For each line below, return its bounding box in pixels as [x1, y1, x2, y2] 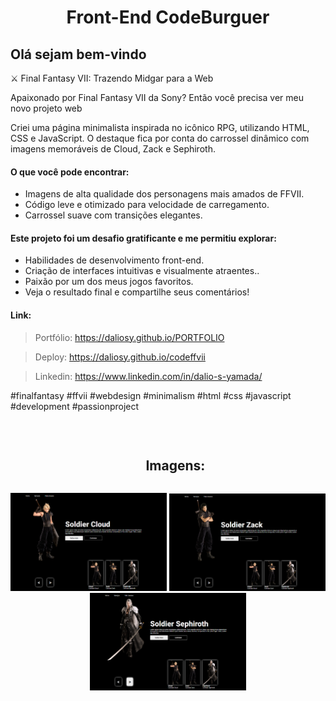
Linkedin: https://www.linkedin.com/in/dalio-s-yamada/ [34, 370, 263, 382]
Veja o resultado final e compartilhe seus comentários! [24, 286, 250, 298]
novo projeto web [10, 102, 83, 114]
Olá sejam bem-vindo [10, 46, 147, 63]
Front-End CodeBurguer [66, 6, 270, 29]
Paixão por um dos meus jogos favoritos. [24, 276, 194, 288]
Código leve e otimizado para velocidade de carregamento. [24, 199, 270, 211]
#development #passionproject [10, 400, 140, 412]
